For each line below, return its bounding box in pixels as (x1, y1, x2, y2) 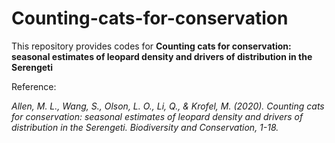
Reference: (11, 80, 57, 92)
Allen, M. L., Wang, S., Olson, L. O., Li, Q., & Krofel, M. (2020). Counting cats (11, 100, 325, 112)
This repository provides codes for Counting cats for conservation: (11, 40, 292, 52)
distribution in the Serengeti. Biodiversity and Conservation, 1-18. (11, 121, 279, 133)
